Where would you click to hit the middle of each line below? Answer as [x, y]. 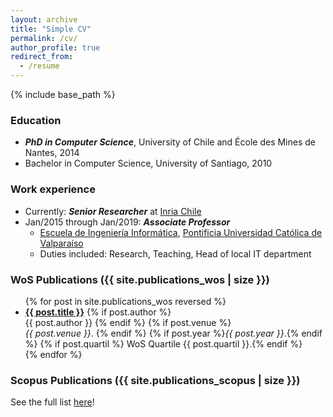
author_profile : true [55, 47]
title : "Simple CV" [51, 29]
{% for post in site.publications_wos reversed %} [125, 301]
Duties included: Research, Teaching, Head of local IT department [175, 253]
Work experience [53, 189]
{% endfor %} [53, 354]
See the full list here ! [52, 402]
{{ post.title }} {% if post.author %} [98, 312]
